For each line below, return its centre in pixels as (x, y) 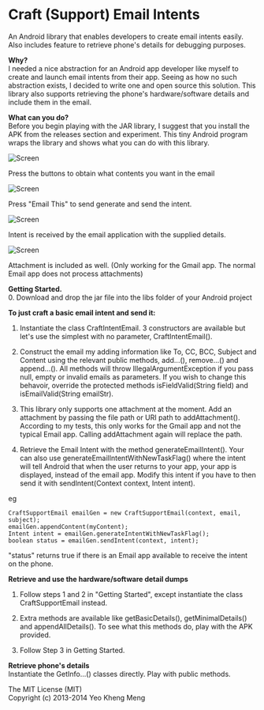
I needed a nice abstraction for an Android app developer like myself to (123, 68)
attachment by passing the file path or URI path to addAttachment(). (130, 417)
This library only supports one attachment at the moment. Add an (126, 409)
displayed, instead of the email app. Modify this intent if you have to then (138, 474)
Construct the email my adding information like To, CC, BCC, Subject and (138, 351)
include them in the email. (50, 102)
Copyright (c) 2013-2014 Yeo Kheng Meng (77, 697)
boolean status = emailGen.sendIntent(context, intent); (104, 540)
